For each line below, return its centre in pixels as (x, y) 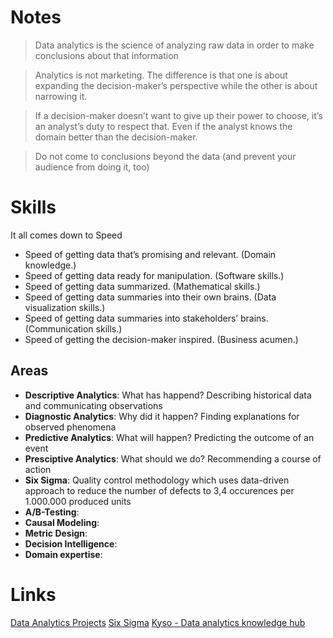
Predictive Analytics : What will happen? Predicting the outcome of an (169, 437)
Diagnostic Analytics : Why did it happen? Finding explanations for (162, 416)
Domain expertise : (63, 554)
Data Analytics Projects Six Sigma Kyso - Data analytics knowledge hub (158, 622)
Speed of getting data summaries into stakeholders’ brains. (146, 318)
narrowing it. (61, 96)
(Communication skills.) (73, 328)
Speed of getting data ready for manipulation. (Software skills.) (154, 275)
